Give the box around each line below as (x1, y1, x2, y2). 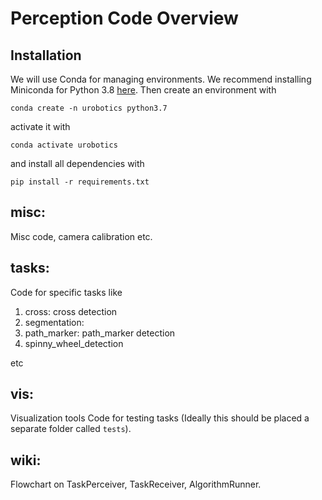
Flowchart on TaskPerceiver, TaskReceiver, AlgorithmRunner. (10, 478, 262, 491)
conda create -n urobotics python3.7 (10, 103, 168, 113)
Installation (10, 47, 82, 64)
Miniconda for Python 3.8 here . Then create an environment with (10, 84, 277, 96)
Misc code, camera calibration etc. (10, 230, 153, 242)
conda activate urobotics (10, 140, 118, 150)
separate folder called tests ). (10, 423, 132, 435)
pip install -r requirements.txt (10, 177, 150, 187)
